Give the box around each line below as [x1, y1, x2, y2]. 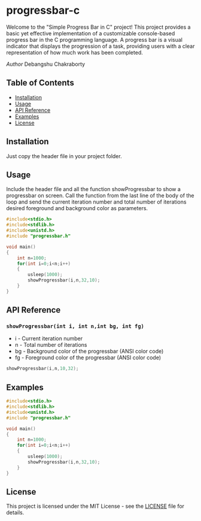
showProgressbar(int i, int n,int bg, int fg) [6, 323, 145, 330]
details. [6, 509, 25, 516]
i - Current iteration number [14, 335, 83, 342]
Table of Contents [6, 78, 75, 88]
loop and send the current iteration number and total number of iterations [6, 198, 187, 205]
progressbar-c [6, 4, 80, 17]
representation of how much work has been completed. [6, 49, 144, 56]
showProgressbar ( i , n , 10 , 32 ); [6, 366, 79, 372]
